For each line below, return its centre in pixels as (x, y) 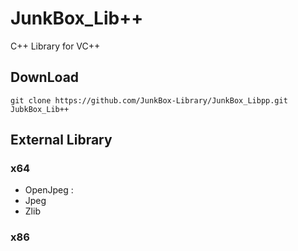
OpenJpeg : (49, 190)
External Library (61, 140)
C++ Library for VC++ (55, 46)
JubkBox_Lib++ (40, 109)
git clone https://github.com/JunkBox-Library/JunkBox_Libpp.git (149, 100)
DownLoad (45, 77)
